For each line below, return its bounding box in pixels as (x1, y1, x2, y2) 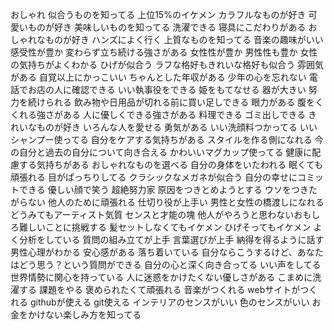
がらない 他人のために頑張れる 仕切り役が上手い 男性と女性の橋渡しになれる (10, 196, 325, 208)
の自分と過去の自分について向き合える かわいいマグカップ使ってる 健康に (10, 146, 313, 158)
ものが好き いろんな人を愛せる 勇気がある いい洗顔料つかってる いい (36, 121, 318, 133)
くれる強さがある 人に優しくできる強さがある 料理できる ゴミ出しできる (10, 109, 307, 120)
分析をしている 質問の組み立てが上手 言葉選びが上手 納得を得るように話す (18, 234, 325, 245)
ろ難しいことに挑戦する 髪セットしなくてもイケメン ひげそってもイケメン (10, 221, 312, 233)
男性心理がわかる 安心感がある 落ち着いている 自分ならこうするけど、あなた (10, 246, 324, 258)
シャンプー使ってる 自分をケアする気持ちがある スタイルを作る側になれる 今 (10, 134, 324, 145)
